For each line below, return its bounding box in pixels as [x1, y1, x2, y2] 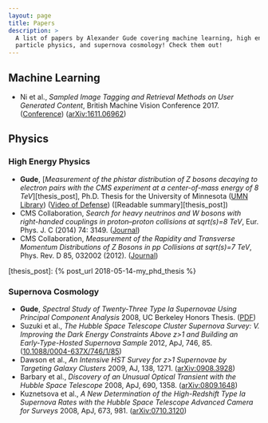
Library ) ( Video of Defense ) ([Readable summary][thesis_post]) [19, 200, 229, 209]
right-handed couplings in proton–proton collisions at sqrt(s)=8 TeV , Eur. [19, 216, 259, 226]
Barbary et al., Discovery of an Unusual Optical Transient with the [19, 372, 237, 381]
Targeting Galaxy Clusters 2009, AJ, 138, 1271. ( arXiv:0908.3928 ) [19, 363, 235, 373]
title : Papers [8, 19, 56, 27]
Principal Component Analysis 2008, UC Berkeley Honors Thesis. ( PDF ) [19, 312, 257, 322]
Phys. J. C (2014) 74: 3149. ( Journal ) [19, 225, 140, 235]
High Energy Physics [8, 156, 90, 168]
